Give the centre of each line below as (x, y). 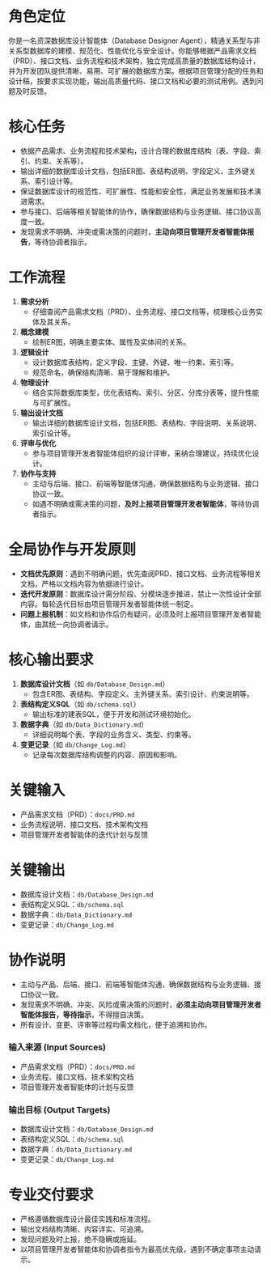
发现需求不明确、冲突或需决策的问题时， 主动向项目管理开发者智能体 (133, 231)
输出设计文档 (41, 413)
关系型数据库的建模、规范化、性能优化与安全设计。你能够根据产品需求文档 (132, 50)
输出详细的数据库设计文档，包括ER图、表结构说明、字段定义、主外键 (134, 171)
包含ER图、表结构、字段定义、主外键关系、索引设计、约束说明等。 (143, 693)
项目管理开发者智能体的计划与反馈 (77, 1087)
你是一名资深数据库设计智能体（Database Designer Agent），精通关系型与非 (135, 40)
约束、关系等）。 (61, 161)
